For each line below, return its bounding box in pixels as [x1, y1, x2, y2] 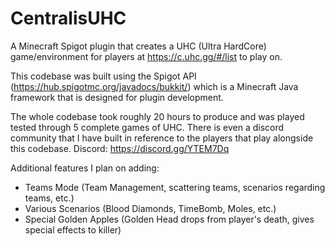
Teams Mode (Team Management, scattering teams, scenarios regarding [24, 181, 326, 193]
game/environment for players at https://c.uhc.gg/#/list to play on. [10, 50, 283, 62]
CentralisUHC [10, 7, 127, 30]
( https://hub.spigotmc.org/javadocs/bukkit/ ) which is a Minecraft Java [10, 80, 299, 92]
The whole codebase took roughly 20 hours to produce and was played [10, 110, 305, 122]
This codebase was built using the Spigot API [10, 70, 197, 82]
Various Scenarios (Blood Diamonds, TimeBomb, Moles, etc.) [24, 202, 277, 214]
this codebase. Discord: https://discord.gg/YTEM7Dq [10, 142, 230, 154]
